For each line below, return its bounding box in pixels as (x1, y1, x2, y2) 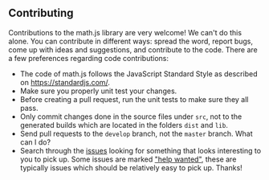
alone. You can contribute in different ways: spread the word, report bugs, (8, 36, 254, 46)
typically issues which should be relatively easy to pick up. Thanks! (19, 162, 243, 172)
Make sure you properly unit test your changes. (19, 86, 177, 96)
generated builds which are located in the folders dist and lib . (19, 120, 229, 129)
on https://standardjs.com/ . (19, 77, 111, 87)
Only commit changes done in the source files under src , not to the (19, 112, 243, 121)
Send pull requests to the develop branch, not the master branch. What (19, 129, 253, 138)
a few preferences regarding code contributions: (8, 53, 169, 63)
